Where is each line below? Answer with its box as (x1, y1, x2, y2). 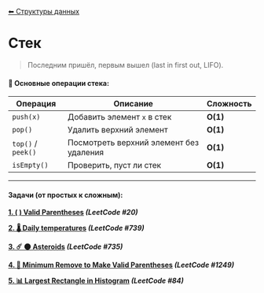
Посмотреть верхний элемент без (68, 137, 199, 148)
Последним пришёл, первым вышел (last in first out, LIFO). (27, 60, 224, 69)
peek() (12, 148, 37, 157)
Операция (16, 98, 57, 109)
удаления (68, 147, 104, 158)
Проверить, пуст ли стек (68, 160, 162, 171)
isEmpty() (12, 161, 49, 170)
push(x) (12, 113, 41, 121)
